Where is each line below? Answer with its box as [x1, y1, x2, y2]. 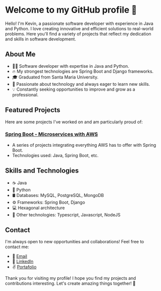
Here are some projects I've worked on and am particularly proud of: [5, 119, 143, 125]
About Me [5, 50, 36, 58]
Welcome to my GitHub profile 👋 [5, 4, 138, 16]
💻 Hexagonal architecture [12, 205, 65, 211]
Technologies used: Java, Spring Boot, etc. [12, 152, 99, 158]
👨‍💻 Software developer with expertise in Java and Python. [12, 63, 129, 69]
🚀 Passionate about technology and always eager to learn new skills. [12, 81, 150, 87]
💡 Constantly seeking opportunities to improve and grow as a [12, 86, 136, 92]
